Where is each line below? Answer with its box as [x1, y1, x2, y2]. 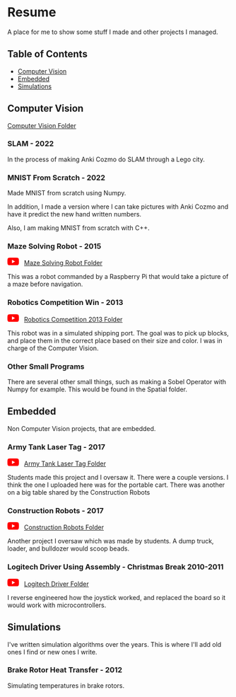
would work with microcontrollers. [7, 601, 107, 609]
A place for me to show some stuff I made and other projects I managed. [7, 28, 218, 36]
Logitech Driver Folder [23, 580, 90, 588]
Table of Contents [7, 48, 88, 60]
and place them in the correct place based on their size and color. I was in [7, 336, 223, 345]
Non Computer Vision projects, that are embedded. [7, 424, 156, 432]
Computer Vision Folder [7, 121, 76, 129]
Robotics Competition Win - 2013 [7, 298, 124, 308]
